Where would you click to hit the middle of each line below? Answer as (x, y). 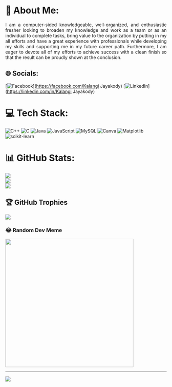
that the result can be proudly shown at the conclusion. (63, 57)
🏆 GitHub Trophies (37, 202)
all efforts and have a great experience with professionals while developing (86, 41)
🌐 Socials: (22, 74)
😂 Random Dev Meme (34, 230)
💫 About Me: (32, 11)
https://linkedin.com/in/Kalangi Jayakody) (51, 91)
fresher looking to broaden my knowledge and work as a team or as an (86, 30)
